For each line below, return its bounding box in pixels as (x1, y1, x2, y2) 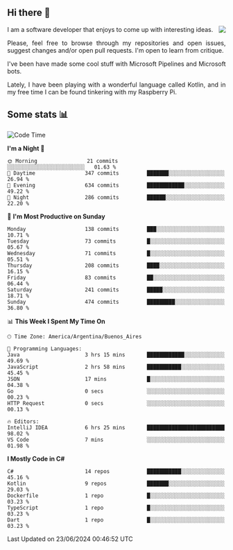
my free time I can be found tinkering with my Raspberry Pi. (7, 87, 178, 96)
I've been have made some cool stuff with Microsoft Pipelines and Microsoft (7, 60, 226, 68)
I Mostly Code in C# (7, 454, 65, 463)
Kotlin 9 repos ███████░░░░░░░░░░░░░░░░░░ (7, 480, 225, 487)
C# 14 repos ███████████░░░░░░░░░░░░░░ (7, 467, 225, 475)
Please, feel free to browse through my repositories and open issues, (7, 39, 226, 47)
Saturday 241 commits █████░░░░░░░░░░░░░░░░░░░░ (7, 286, 225, 293)
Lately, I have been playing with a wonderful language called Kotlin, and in (7, 80, 226, 89)
